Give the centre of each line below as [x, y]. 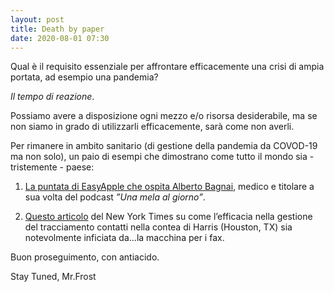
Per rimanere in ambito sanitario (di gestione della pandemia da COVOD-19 [164, 146]
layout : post [37, 19]
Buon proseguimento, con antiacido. [85, 257]
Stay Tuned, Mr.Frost [53, 277]
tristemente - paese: [52, 167]
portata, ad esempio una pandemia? [84, 77]
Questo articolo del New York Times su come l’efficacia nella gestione [168, 217]
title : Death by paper [57, 29]
